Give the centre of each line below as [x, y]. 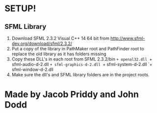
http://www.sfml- [128, 38]
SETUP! [20, 9]
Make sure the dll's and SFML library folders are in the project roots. [80, 75]
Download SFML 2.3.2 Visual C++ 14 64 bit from [61, 38]
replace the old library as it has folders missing [59, 54]
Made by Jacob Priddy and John [72, 95]
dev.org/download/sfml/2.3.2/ [42, 44]
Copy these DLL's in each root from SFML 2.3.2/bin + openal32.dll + [82, 59]
